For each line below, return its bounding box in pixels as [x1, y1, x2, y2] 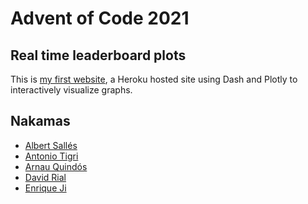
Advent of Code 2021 [10, 7, 190, 30]
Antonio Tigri [24, 150, 79, 162]
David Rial [24, 171, 67, 183]
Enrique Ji [24, 182, 67, 194]
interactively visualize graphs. [10, 84, 133, 96]
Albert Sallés [24, 139, 78, 151]
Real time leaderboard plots [10, 47, 187, 64]
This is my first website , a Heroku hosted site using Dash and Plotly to [10, 73, 298, 85]
